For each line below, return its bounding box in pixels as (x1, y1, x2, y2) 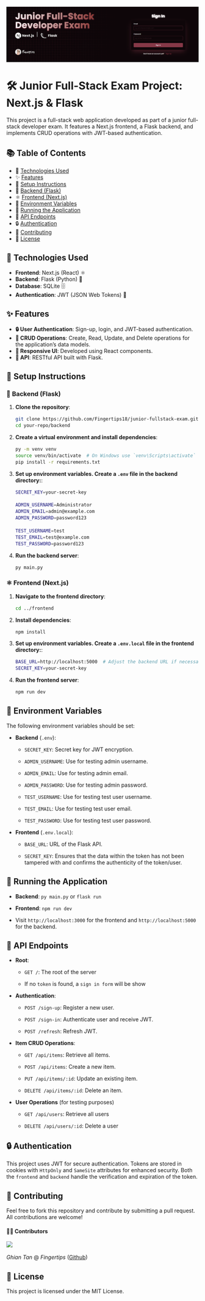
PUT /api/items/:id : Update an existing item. (24, 1075, 138, 1082)
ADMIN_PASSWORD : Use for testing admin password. (24, 781, 148, 789)
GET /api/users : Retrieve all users (24, 1110, 109, 1118)
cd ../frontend (15, 605, 54, 611)
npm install (15, 629, 46, 635)
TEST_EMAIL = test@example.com (15, 534, 90, 541)
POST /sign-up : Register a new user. (24, 1004, 115, 1011)
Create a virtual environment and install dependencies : (15, 434, 158, 440)
